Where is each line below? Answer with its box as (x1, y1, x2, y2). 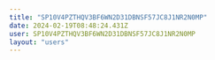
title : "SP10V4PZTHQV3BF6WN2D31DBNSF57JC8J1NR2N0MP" (9, 12, 208, 22)
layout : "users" (9, 37, 69, 47)
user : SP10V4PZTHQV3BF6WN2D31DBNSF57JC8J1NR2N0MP (9, 29, 196, 38)
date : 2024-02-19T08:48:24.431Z (9, 21, 128, 30)
